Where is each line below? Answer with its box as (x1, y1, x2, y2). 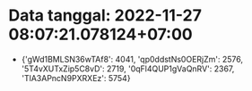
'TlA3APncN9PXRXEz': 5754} (21, 72, 131, 83)
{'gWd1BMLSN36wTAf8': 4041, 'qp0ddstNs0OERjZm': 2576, (21, 54, 244, 64)
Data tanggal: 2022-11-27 (8, 5, 203, 26)
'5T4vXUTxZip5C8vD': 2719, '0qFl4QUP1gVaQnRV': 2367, (21, 63, 235, 74)
